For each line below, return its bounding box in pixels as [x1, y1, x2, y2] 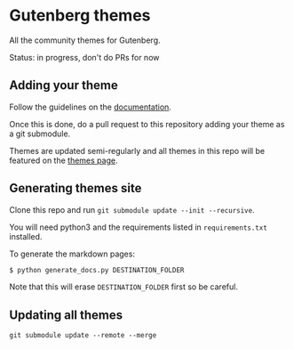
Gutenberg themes [9, 5, 151, 26]
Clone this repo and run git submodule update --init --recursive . [9, 204, 255, 215]
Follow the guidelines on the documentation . [9, 101, 171, 112]
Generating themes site [9, 181, 142, 196]
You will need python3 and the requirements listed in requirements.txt [9, 222, 268, 232]
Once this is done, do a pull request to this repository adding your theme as [9, 118, 285, 129]
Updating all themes [9, 307, 123, 322]
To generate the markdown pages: [9, 248, 136, 259]
